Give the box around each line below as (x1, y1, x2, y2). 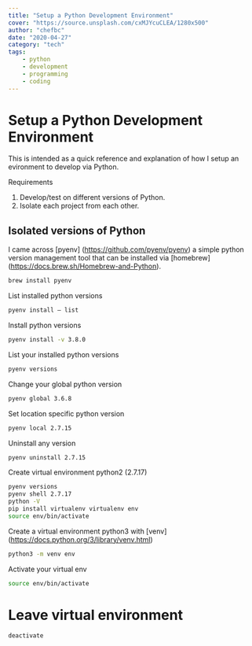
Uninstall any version (8, 438, 76, 448)
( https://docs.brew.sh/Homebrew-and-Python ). (8, 261, 162, 271)
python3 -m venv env (8, 550, 76, 558)
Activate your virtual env (8, 564, 88, 574)
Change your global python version (8, 379, 122, 389)
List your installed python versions (8, 349, 119, 359)
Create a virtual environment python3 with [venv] (8, 526, 167, 536)
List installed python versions (8, 291, 103, 301)
